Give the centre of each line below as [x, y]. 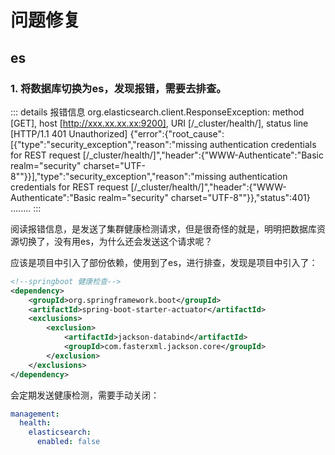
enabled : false [68, 442]
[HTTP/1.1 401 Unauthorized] [69, 133]
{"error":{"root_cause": [177, 133]
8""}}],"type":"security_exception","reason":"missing [118, 176]
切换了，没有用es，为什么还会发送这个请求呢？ [115, 241]
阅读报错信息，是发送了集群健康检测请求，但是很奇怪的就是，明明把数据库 [163, 228]
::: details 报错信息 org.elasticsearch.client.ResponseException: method [157, 112]
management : [35, 414]
